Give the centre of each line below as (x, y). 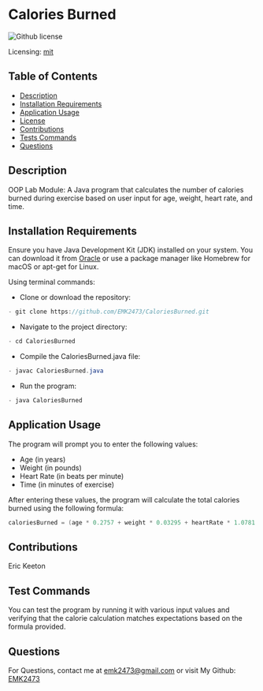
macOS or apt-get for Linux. (54, 267)
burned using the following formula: (66, 508)
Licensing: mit (31, 51)
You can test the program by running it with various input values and (119, 610)
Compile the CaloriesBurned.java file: (80, 357)
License (32, 121)
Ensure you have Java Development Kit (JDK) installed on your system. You (131, 250)
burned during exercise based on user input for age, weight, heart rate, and (131, 198)
